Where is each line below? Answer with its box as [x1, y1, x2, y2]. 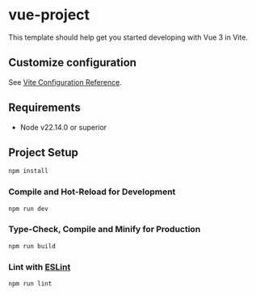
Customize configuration [8, 56, 137, 70]
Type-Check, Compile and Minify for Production [8, 224, 201, 235]
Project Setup [8, 146, 79, 159]
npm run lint [8, 279, 52, 288]
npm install [8, 167, 48, 175]
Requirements [8, 101, 81, 115]
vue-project [8, 6, 90, 24]
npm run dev [8, 205, 48, 213]
